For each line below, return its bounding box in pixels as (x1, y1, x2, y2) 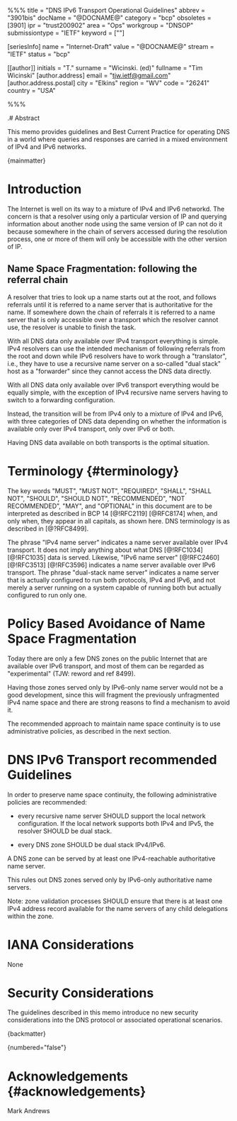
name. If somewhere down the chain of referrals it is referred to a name (7, 308, 216, 316)
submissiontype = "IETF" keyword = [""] (7, 28, 125, 37)
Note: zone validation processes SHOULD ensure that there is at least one (7, 897, 223, 905)
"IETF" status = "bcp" (7, 50, 71, 58)
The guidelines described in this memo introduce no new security (7, 1008, 199, 1017)
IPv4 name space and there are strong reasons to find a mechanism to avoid (7, 698, 230, 707)
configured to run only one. (7, 590, 87, 599)
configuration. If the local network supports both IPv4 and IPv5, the (17, 819, 214, 827)
